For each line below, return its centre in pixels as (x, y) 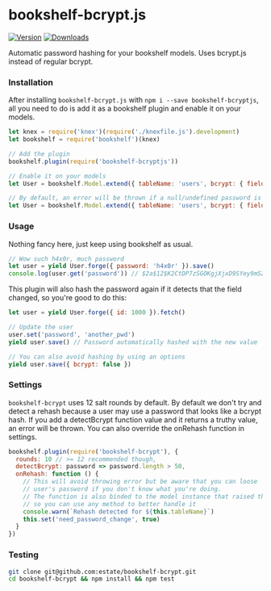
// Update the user (41, 327)
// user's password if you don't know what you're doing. (122, 489)
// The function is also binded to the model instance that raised (138, 497)
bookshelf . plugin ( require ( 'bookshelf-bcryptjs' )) (94, 161)
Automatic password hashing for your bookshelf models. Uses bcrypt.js (127, 52)
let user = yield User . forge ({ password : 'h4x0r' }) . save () (112, 266)
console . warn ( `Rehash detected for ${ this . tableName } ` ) (119, 511)
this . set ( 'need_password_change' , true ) (92, 519)
